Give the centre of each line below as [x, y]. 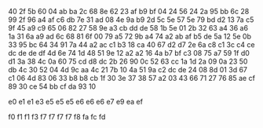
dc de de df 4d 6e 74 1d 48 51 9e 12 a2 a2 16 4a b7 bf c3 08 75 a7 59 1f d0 [129, 53]
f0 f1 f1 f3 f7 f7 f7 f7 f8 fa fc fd [57, 117]
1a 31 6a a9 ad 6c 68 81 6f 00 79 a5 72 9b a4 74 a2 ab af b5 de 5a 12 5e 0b [130, 36]
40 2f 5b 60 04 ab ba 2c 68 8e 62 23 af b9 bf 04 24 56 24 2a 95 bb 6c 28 [129, 11]
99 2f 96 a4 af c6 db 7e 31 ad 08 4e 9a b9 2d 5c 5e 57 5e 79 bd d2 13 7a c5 [131, 20]
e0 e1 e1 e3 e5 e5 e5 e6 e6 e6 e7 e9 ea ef [76, 102]
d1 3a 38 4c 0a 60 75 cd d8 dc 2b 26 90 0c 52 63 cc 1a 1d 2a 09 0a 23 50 [128, 61]
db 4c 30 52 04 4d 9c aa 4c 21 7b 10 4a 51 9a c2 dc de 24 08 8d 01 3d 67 [128, 69]
